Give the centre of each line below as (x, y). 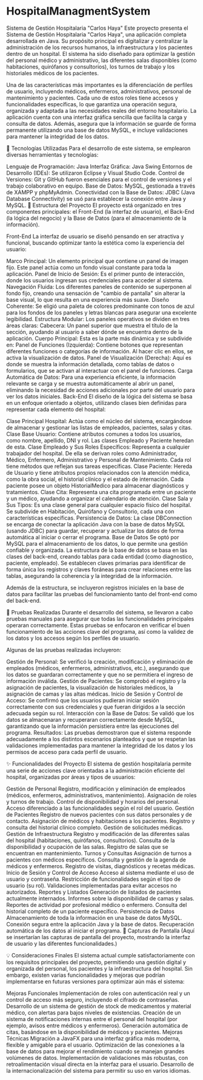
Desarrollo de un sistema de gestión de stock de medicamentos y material (99, 1006)
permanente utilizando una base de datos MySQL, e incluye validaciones (97, 130)
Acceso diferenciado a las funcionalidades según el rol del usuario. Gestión (100, 808)
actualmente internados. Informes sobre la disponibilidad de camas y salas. (101, 898)
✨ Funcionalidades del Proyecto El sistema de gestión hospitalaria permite (99, 764)
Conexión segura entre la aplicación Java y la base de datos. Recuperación (100, 924)
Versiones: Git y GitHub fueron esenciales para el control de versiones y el (99, 179)
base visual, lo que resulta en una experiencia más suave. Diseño (88, 299)
